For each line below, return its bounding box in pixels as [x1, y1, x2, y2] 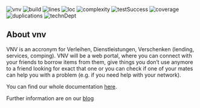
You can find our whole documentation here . [6, 83, 117, 90]
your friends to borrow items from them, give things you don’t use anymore [6, 58, 193, 66]
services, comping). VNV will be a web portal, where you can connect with [6, 52, 192, 59]
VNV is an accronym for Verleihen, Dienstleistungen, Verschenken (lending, [6, 45, 195, 52]
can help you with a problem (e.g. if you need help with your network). [6, 71, 181, 78]
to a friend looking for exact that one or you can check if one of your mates [6, 65, 193, 72]
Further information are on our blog [6, 94, 94, 102]
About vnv [6, 30, 47, 40]
